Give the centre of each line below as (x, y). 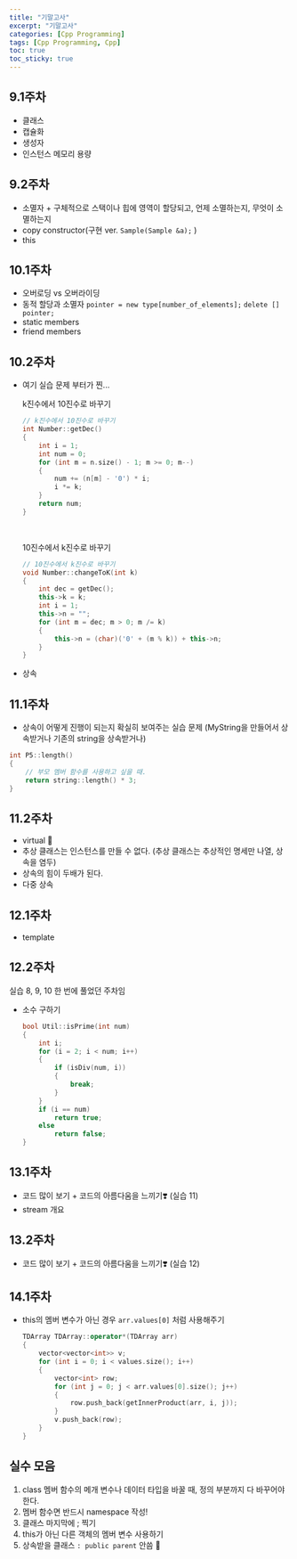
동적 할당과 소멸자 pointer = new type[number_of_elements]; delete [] (151, 305)
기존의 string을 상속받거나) (100, 739)
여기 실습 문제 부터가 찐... (66, 385)
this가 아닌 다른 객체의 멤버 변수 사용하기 (93, 1534)
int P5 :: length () (41, 755)
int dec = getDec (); (76, 589)
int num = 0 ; (63, 454)
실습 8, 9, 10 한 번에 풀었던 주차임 (68, 991)
